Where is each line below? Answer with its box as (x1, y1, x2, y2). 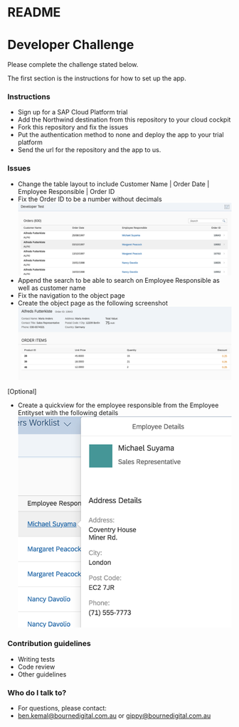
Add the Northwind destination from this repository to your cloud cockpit (17, 115, 231, 124)
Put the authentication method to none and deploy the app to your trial (17, 131, 224, 139)
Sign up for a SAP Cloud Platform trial (17, 108, 128, 117)
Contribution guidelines (7, 639, 91, 649)
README (7, 4, 61, 21)
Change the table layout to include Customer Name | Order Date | (17, 179, 210, 188)
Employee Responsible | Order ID (17, 187, 115, 195)
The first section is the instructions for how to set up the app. (7, 74, 186, 82)
